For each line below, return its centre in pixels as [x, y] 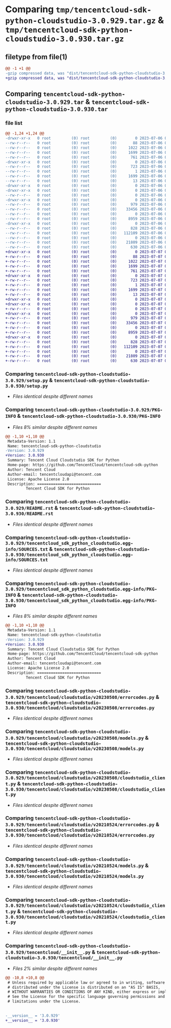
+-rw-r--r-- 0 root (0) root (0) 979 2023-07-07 [84, 318]
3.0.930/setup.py [27, 386]
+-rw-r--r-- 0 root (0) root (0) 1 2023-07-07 [84, 285]
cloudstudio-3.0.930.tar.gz [65, 39]
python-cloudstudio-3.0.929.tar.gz [81, 21]
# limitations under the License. [44, 1002]
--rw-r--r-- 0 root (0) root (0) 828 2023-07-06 [84, 228]
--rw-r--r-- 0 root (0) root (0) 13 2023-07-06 [84, 181]
